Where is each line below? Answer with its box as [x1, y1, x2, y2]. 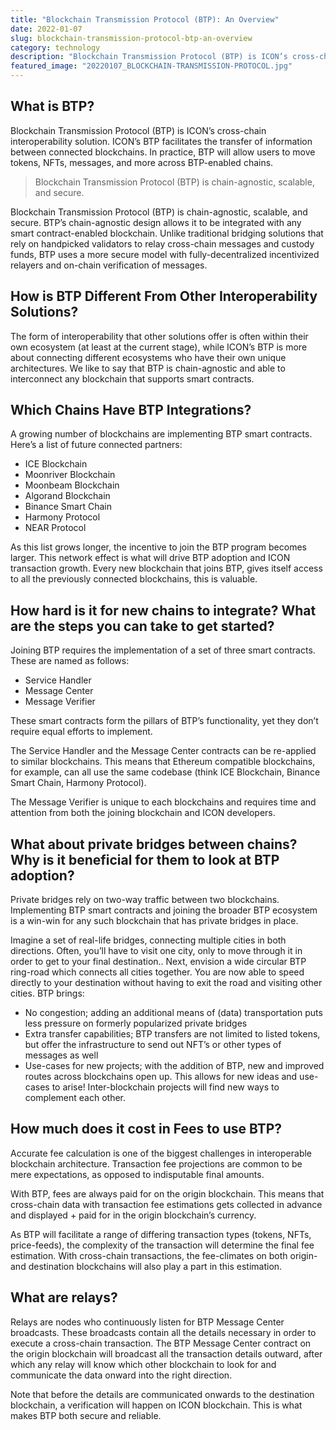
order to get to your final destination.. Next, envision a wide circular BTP [10, 956, 307, 968]
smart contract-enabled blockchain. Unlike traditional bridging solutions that [10, 227, 324, 239]
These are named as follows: [10, 655, 130, 667]
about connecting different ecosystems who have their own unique [10, 351, 287, 363]
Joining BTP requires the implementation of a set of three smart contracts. [10, 644, 316, 656]
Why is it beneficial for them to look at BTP [10, 851, 280, 868]
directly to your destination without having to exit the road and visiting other [10, 977, 323, 989]
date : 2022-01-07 [10, 24, 83, 34]
